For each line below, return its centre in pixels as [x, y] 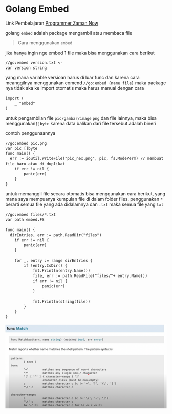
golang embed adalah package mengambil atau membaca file [69, 33]
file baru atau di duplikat [35, 164]
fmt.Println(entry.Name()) [61, 271]
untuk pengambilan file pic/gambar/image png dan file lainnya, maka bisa [81, 118]
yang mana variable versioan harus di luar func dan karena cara [72, 77]
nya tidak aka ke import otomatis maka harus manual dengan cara [75, 88]
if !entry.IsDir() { [46, 266]
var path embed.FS [25, 220]
